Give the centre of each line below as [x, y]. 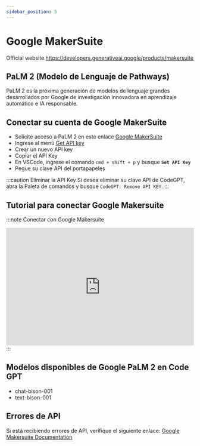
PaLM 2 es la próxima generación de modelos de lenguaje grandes [88, 91]
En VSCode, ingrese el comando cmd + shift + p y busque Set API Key [103, 162]
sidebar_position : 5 [32, 12]
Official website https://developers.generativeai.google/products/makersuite [100, 58]
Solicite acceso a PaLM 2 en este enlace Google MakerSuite [88, 137]
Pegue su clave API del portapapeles [60, 168]
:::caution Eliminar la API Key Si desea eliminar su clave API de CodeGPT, [96, 180]
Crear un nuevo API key [44, 149]
